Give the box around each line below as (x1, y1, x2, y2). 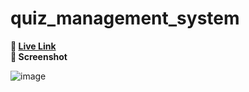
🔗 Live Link (10, 40, 57, 52)
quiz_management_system (10, 7, 240, 30)
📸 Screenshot (10, 50, 68, 62)
